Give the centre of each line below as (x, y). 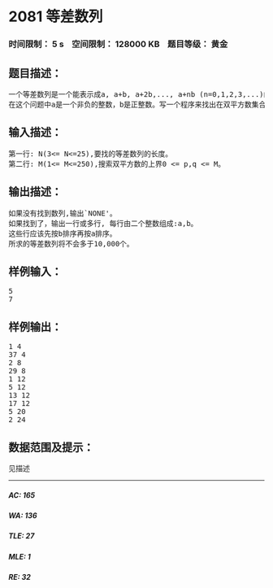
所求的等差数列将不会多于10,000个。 (71, 244)
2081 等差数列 (56, 17)
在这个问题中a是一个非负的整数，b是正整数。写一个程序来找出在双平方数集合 (137, 104)
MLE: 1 (19, 556)
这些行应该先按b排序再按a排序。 (63, 233)
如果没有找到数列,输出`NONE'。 (63, 213)
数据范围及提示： (51, 447)
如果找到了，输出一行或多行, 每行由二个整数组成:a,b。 (103, 223)
